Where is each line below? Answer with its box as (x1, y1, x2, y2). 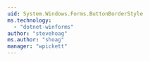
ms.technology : (7, 17, 52, 24)
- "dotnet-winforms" (13, 23, 74, 30)
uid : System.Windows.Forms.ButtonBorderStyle (7, 10, 143, 18)
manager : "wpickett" (7, 43, 68, 50)
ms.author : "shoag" (7, 36, 65, 43)
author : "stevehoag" (7, 29, 68, 37)
